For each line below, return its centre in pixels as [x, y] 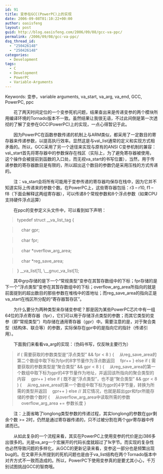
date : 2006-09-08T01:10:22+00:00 [39, 19]
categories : [17, 55]
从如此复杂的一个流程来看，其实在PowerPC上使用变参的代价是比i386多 [85, 436]
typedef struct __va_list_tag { [45, 220]
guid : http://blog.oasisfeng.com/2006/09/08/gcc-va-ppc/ [64, 32]
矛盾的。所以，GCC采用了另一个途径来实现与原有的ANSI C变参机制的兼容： [81, 147]
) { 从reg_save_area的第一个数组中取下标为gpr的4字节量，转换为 [83, 385]
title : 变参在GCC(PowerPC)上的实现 [38, 14]
